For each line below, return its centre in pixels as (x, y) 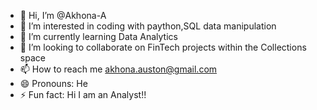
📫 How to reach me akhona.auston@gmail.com (118, 69)
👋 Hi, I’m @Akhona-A (63, 15)
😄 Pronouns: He (53, 83)
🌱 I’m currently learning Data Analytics (98, 36)
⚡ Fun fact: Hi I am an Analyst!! (83, 94)
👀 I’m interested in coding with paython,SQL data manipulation (148, 26)
